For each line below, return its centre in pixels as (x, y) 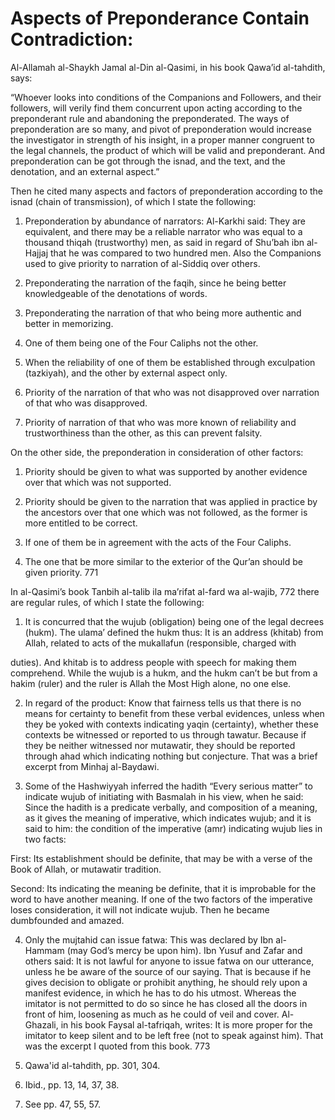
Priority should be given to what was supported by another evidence (166, 471)
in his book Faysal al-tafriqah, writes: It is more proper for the (186, 1024)
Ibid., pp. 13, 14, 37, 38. (72, 1084)
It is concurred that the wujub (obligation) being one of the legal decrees (174, 621)
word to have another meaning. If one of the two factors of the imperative (161, 899)
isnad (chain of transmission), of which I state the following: (133, 201)
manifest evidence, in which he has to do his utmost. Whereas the (160, 993)
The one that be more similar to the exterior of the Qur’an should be (163, 561)
